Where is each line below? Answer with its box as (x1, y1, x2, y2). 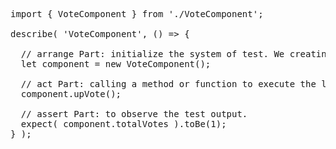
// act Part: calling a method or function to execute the (20, 79, 317, 89)
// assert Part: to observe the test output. (20, 109, 248, 119)
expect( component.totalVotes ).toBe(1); (20, 119, 227, 129)
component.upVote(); (20, 89, 122, 99)
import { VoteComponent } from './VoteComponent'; (10, 9, 264, 19)
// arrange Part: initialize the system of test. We (20, 49, 285, 59)
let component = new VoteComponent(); (20, 59, 212, 69)
